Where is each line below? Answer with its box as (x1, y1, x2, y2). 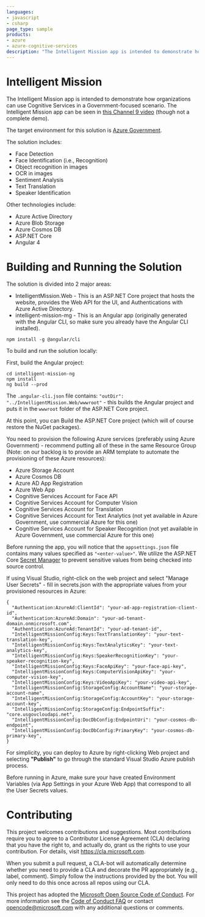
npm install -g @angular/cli (6, 336, 81, 343)
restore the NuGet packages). (6, 423, 81, 430)
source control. (6, 562, 45, 570)
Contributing (6, 808, 73, 822)
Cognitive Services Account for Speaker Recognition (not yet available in (15, 524, 198, 532)
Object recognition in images (15, 163, 88, 170)
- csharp (6, 20, 29, 26)
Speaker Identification (15, 189, 71, 196)
